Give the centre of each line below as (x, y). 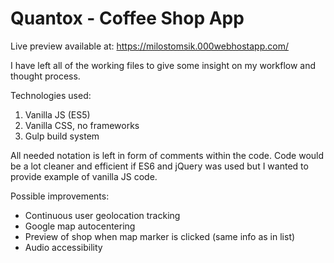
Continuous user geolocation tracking (102, 215)
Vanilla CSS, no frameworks (82, 125)
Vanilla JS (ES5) (57, 114)
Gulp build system (62, 136)
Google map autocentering (80, 226)
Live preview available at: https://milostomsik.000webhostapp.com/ (149, 46)
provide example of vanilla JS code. (84, 176)
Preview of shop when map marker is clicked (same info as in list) (160, 236)
